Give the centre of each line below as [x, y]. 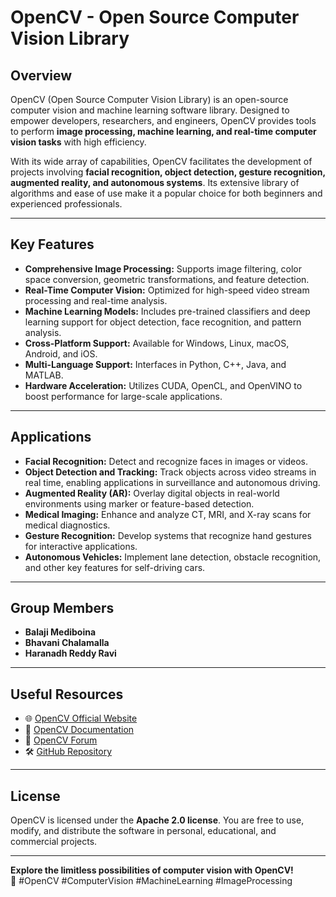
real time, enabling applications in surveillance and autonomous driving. [172, 482]
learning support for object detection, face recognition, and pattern [163, 322]
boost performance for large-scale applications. [123, 396]
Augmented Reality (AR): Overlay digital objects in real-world [152, 493]
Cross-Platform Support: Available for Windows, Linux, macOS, [157, 343]
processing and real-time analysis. [96, 300]
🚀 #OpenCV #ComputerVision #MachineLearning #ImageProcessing [151, 881]
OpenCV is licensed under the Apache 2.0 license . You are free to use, [157, 820]
